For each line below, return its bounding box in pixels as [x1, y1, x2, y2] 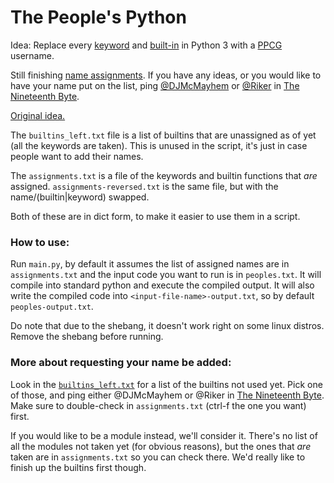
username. [10, 49, 55, 61]
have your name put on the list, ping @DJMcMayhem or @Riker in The [10, 79, 300, 91]
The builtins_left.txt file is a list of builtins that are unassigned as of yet [10, 129, 317, 141]
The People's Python [10, 6, 187, 29]
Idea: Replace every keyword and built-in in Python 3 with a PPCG [10, 39, 283, 51]
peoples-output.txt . [10, 301, 94, 313]
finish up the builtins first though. [10, 461, 147, 473]
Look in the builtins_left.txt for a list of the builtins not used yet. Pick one [10, 378, 323, 390]
